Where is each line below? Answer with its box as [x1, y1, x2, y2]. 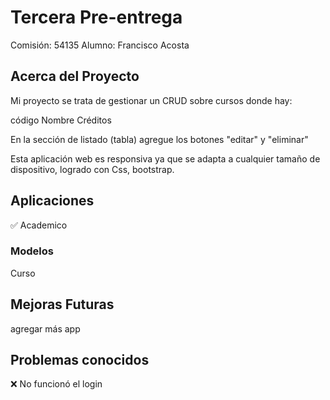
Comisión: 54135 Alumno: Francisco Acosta [10, 39, 190, 51]
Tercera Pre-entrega [10, 6, 183, 29]
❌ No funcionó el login [10, 378, 103, 390]
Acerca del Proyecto [10, 68, 140, 85]
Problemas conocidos [10, 352, 150, 369]
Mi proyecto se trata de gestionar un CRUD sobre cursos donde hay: [10, 94, 293, 106]
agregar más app [10, 322, 81, 335]
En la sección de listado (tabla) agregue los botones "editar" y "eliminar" [10, 133, 309, 145]
